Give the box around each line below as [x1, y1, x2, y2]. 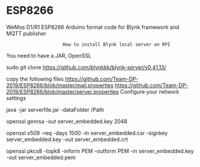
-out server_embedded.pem [6, 154, 76, 161]
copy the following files [6, 75, 64, 82]
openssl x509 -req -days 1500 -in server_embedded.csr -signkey [6, 129, 168, 136]
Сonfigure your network [120, 88, 180, 95]
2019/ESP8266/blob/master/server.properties [6, 88, 119, 95]
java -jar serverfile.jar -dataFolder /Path [6, 106, 104, 113]
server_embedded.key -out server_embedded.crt [6, 136, 128, 143]
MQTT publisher [6, 29, 47, 37]
